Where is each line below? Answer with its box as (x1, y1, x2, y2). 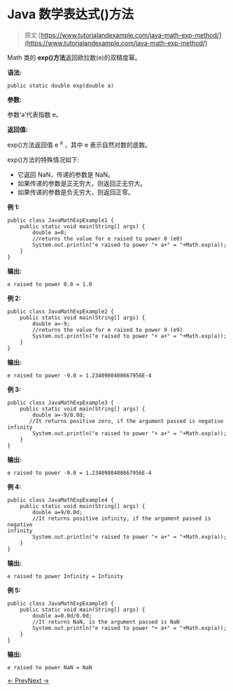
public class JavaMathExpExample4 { (7, 496, 114, 504)
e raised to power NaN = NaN (7, 664, 92, 671)
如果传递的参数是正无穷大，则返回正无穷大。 (17, 179, 147, 187)
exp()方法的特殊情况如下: (7, 155, 80, 163)
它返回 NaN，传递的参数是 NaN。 (17, 170, 114, 179)
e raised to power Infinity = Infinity (7, 572, 124, 579)
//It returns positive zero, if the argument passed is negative (29, 417, 224, 424)
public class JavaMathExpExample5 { (7, 600, 114, 607)
